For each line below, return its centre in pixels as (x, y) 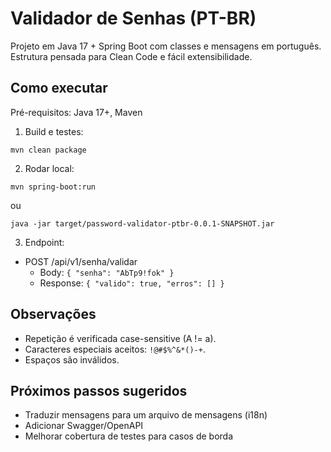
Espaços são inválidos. (72, 359)
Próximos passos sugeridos (99, 390)
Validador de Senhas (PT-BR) (133, 18)
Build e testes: (54, 131)
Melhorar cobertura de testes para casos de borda (129, 436)
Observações (53, 314)
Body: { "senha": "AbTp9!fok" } (107, 272)
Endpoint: (44, 242)
